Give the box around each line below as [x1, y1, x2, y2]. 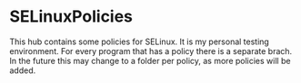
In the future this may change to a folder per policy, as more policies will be [9, 55, 291, 66]
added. [9, 65, 36, 76]
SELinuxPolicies [9, 6, 134, 27]
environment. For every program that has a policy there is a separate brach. [9, 45, 293, 56]
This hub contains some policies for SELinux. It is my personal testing [9, 36, 270, 47]
